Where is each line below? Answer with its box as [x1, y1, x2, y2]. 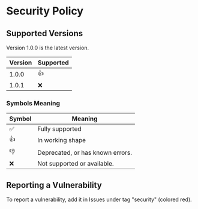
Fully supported [37, 125, 82, 133]
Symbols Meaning [6, 99, 61, 107]
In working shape [37, 136, 86, 144]
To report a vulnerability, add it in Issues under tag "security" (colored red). [6, 196, 192, 203]
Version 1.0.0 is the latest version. [6, 44, 89, 51]
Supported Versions [6, 28, 83, 39]
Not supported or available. [37, 160, 114, 168]
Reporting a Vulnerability [6, 179, 102, 190]
